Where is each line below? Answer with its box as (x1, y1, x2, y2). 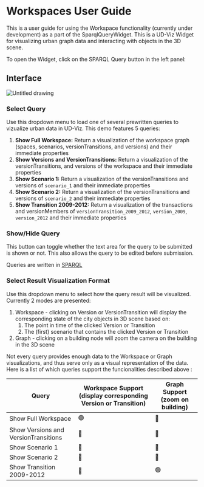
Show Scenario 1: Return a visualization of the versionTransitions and (15, 175, 189, 183)
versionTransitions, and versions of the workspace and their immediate (15, 162, 193, 170)
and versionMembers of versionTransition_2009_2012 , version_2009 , (15, 208, 188, 215)
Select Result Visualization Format (6, 277, 110, 285)
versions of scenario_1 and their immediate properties (15, 182, 151, 189)
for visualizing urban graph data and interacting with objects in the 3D (6, 37, 181, 44)
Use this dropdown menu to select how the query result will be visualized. (6, 290, 191, 297)
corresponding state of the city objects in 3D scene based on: (15, 315, 171, 322)
